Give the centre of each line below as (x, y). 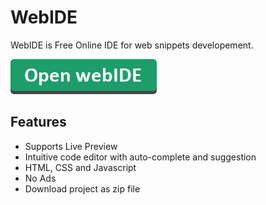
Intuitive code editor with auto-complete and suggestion (140, 157)
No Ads (40, 178)
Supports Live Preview (71, 146)
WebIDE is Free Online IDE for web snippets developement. (132, 45)
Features (38, 122)
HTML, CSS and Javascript (80, 167)
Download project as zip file (82, 188)
